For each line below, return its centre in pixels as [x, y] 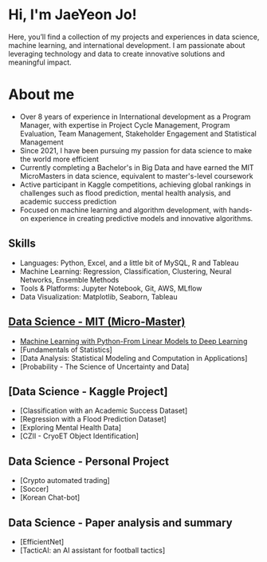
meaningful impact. [40, 62]
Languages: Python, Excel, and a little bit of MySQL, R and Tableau [129, 263]
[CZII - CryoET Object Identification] [79, 436]
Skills [22, 244]
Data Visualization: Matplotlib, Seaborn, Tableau [98, 296]
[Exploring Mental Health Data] [71, 428]
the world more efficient [59, 159]
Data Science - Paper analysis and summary [120, 522]
